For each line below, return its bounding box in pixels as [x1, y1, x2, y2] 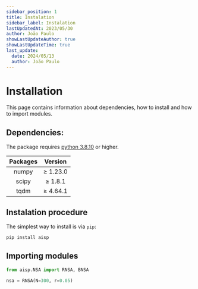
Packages [9, 157, 38, 166]
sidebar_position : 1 [6, 8, 58, 15]
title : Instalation [6, 14, 55, 20]
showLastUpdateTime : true [6, 42, 70, 48]
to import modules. [6, 110, 52, 117]
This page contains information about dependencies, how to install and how [6, 104, 192, 111]
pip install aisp [6, 235, 49, 241]
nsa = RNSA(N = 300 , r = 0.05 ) [6, 278, 73, 284]
